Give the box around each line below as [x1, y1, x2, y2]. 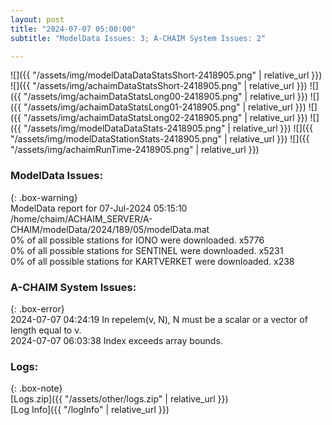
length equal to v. [10, 324, 82, 336]
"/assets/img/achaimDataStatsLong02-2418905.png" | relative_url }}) [23, 112, 308, 124]
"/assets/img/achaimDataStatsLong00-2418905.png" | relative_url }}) [23, 91, 308, 103]
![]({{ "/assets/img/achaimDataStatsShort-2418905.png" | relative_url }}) [10, 80, 308, 92]
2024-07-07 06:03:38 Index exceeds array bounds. [10, 334, 223, 346]
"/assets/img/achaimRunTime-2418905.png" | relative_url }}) [10, 144, 260, 156]
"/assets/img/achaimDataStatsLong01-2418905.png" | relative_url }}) [23, 101, 307, 113]
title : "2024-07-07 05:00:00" [10, 24, 137, 34]
